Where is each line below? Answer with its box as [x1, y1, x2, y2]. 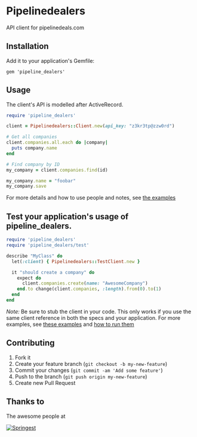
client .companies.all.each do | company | [6, 139, 109, 146]
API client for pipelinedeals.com [6, 24, 85, 31]
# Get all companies [6, 134, 58, 140]
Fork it [14, 354, 31, 361]
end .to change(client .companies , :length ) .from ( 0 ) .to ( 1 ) [17, 286, 162, 292]
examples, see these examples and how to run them [6, 320, 134, 328]
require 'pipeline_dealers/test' [6, 242, 90, 248]
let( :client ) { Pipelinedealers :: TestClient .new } [11, 258, 140, 264]
